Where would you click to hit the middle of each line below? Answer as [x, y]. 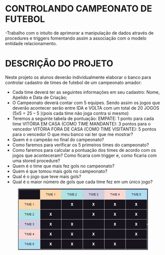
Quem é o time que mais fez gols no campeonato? [63, 166]
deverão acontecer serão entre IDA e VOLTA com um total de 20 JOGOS [86, 108]
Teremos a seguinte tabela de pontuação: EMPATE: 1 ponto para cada [83, 118]
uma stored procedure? [36, 160]
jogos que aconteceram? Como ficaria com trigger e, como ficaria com [84, 155]
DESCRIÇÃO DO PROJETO [59, 64]
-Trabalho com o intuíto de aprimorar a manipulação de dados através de [80, 33]
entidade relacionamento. [31, 43]
